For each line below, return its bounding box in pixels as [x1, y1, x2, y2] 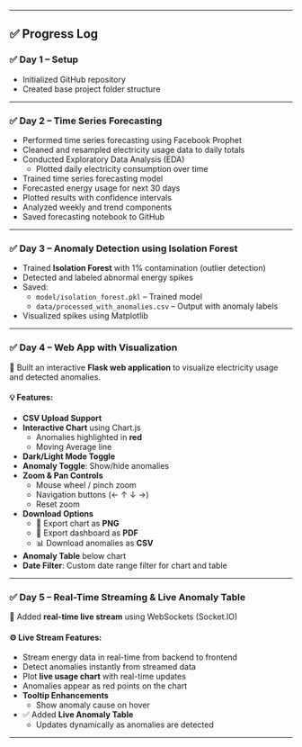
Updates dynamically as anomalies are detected [35, 719, 214, 730]
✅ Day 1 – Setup [9, 53, 79, 66]
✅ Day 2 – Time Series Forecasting [9, 114, 163, 127]
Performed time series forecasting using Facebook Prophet [22, 134, 243, 145]
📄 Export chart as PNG [35, 517, 120, 528]
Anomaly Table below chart [22, 550, 127, 561]
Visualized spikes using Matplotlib [22, 310, 148, 321]
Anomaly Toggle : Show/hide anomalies [22, 460, 170, 471]
